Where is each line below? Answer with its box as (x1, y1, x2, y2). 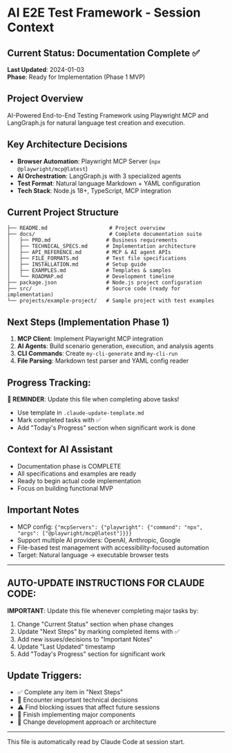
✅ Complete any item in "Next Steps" (17, 688, 124, 696)
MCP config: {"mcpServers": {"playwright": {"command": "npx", (17, 523, 203, 531)
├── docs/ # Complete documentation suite (7, 230, 202, 238)
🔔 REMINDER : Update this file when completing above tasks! (7, 395, 180, 403)
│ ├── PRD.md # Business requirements (7, 237, 177, 244)
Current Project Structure (7, 206, 119, 219)
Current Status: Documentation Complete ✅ (7, 47, 200, 59)
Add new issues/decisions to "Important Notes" (17, 635, 153, 643)
